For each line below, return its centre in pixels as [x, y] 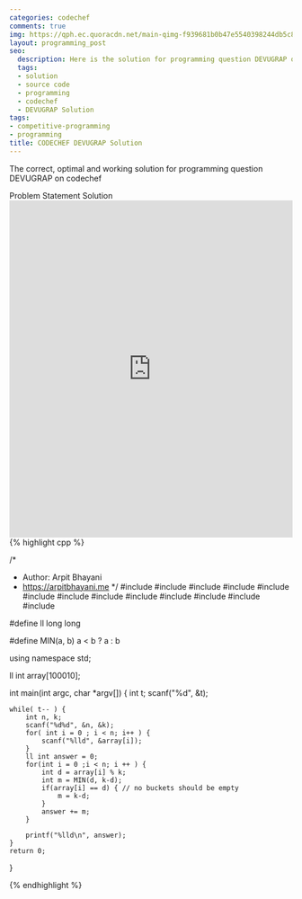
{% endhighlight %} [46, 885]
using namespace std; [50, 658]
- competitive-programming [60, 127]
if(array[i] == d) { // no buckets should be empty [141, 788]
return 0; [28, 850]
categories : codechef [50, 18]
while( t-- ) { [38, 709]
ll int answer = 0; [62, 756]
